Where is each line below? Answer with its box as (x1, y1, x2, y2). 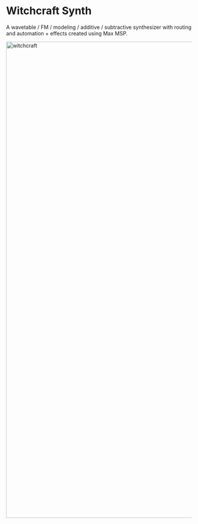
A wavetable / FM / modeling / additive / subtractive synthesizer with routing (6, 24, 192, 31)
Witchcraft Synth (6, 4, 92, 18)
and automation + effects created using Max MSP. (6, 29, 128, 37)
